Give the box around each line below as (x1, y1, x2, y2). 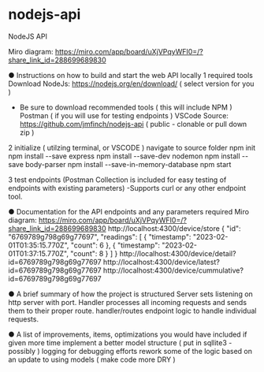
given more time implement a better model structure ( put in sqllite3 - (8, 337, 232, 348)
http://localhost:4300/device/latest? (102, 257, 221, 266)
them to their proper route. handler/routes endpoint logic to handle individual (8, 306, 257, 315)
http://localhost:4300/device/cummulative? (102, 266, 244, 275)
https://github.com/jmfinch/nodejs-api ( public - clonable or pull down (19, 119, 247, 128)
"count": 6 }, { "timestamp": (70, 240, 160, 250)
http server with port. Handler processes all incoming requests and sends (8, 297, 247, 307)
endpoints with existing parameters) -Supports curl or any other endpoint (8, 183, 247, 192)
